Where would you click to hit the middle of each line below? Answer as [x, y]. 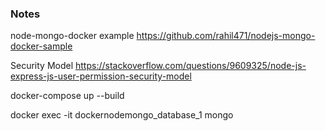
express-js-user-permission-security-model [101, 76]
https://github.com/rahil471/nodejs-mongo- [226, 36]
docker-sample [41, 46]
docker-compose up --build [67, 96]
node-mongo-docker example [72, 36]
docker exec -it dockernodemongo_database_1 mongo [122, 115]
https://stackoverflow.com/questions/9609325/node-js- [190, 66]
